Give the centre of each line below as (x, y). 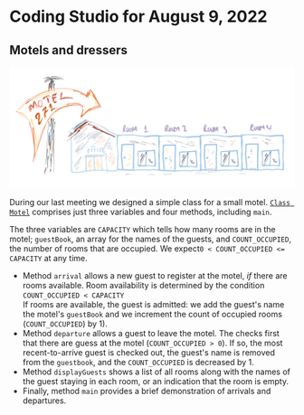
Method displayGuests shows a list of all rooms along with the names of (157, 372)
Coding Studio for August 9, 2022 (138, 17)
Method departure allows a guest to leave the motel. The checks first (151, 333)
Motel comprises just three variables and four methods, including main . (141, 212)
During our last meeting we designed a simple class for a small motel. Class (150, 202)
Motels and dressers (69, 50)
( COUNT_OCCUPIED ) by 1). (65, 324)
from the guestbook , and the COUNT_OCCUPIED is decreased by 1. (138, 362)
